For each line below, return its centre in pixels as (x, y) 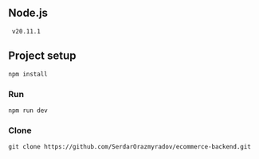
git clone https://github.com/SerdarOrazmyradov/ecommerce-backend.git (129, 147)
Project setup (43, 56)
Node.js (28, 13)
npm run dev (28, 111)
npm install (28, 74)
